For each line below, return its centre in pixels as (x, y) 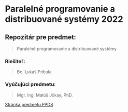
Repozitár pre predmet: (41, 37)
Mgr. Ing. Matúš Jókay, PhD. (45, 95)
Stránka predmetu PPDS (29, 104)
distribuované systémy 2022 (64, 19)
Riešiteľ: (15, 61)
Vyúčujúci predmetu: (30, 84)
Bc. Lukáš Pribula (34, 72)
